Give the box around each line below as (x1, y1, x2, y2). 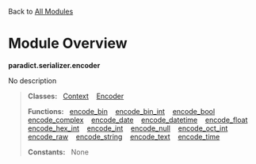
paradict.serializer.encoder (8, 60, 101, 70)
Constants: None (27, 147, 90, 157)
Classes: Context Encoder (27, 91, 124, 101)
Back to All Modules (8, 7, 74, 16)
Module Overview (8, 35, 128, 52)
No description (8, 75, 57, 86)
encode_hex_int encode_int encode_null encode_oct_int (27, 123, 228, 133)
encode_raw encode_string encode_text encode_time (27, 132, 220, 141)
